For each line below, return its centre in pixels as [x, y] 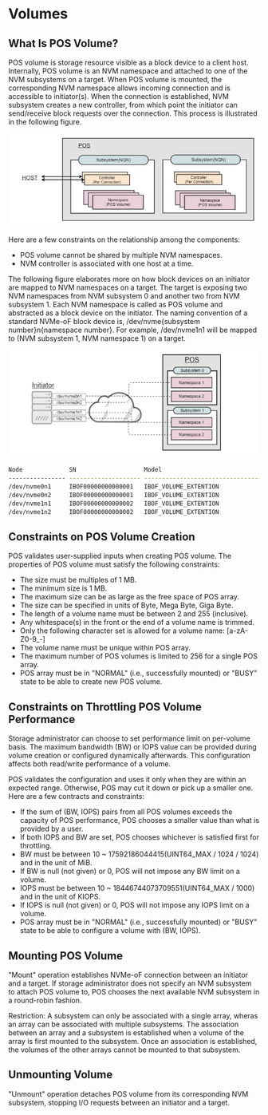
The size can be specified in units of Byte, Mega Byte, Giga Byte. [126, 605]
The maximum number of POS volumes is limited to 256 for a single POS [138, 656]
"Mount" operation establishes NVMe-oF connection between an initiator [128, 975]
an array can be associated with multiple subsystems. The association [124, 1024]
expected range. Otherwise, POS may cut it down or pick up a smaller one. [131, 788]
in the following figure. [45, 122]
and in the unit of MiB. [56, 863]
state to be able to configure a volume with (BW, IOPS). [110, 931]
